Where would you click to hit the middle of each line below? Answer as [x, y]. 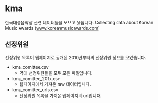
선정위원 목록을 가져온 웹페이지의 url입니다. [60, 95]
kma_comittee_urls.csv [35, 90]
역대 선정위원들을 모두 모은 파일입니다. [56, 73]
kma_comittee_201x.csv [36, 78]
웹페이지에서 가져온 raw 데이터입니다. [55, 84]
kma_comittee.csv [30, 67]
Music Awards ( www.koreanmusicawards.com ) [52, 28]
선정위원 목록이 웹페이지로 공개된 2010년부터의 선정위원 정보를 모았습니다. [76, 57]
